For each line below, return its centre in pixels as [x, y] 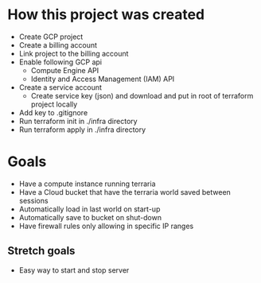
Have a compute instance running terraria [87, 184]
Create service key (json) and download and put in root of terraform [142, 95]
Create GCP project [51, 37]
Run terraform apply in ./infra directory [82, 130]
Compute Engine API [65, 70]
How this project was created [106, 15]
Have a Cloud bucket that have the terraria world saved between [125, 192]
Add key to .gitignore [53, 112]
